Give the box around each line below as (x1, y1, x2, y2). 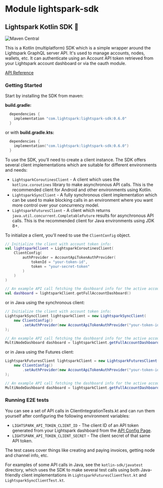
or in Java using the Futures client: (5, 349, 74, 355)
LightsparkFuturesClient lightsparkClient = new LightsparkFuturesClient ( (5, 358, 160, 363)
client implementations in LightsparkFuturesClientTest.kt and (21, 472, 147, 478)
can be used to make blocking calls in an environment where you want (12, 197, 153, 203)
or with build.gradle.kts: (5, 130, 54, 135)
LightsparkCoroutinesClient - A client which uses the (12, 176, 120, 182)
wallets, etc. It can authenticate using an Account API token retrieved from (5, 55, 154, 61)
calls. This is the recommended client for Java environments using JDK (12, 217, 154, 224)
